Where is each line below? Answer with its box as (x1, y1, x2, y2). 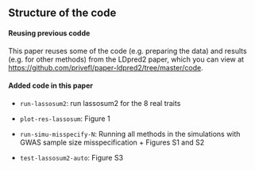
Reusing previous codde (8, 28, 91, 38)
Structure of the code (8, 6, 117, 20)
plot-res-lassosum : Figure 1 (19, 114, 110, 123)
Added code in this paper (8, 81, 94, 90)
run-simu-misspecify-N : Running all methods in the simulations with (19, 129, 241, 138)
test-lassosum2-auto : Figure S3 (19, 153, 124, 162)
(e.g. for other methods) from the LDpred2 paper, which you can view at (8, 55, 245, 64)
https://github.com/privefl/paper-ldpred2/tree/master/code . (8, 62, 204, 72)
